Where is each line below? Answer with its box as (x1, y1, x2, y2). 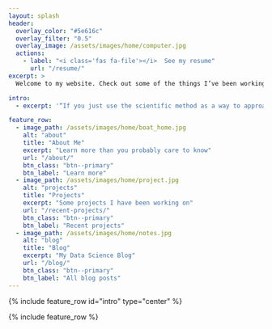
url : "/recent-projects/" (23, 206, 111, 214)
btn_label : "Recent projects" (23, 221, 125, 230)
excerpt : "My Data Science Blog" (23, 251, 136, 259)
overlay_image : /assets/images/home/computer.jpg (15, 42, 186, 50)
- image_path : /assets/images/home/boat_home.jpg (15, 124, 186, 132)
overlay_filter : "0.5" (15, 34, 92, 43)
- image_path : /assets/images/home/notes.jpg (15, 229, 172, 237)
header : (8, 19, 35, 27)
